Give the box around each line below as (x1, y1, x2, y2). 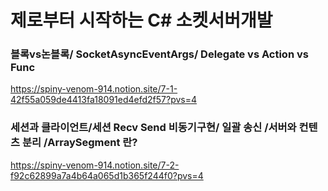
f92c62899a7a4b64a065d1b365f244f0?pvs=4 (10, 169, 204, 181)
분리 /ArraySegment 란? (21, 136, 138, 150)
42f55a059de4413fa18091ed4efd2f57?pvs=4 (10, 94, 198, 106)
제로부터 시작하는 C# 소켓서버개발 (10, 9, 273, 32)
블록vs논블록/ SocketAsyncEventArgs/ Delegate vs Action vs (10, 47, 309, 61)
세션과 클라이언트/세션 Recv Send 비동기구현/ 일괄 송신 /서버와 (10, 121, 297, 135)
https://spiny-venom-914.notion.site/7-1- (10, 83, 178, 95)
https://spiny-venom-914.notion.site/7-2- (10, 159, 180, 171)
